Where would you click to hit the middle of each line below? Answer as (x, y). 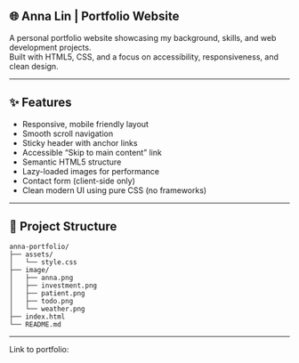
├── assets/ (31, 254)
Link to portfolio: (39, 350)
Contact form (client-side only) (79, 181)
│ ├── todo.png (41, 302)
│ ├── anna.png (41, 278)
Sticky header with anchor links (80, 142)
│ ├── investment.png (53, 286)
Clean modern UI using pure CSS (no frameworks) (114, 190)
